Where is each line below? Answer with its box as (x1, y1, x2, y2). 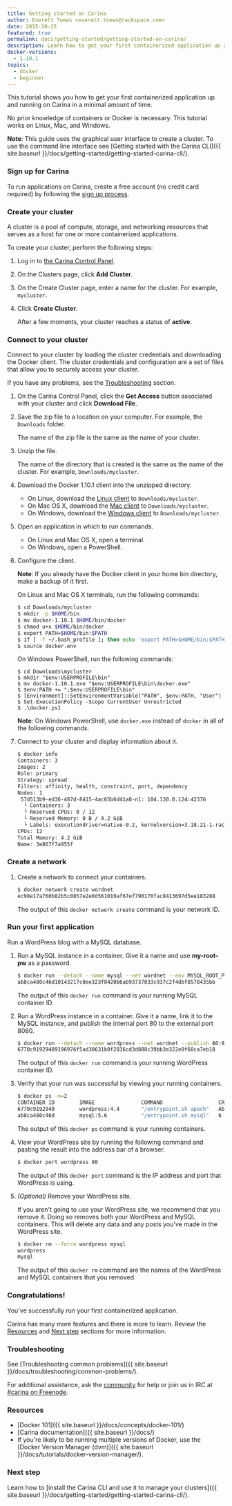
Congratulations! (7, 1290, 66, 1300)
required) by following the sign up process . (7, 189, 130, 198)
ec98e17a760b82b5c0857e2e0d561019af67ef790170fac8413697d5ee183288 (17, 893, 215, 899)
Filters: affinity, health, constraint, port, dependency (17, 783, 188, 790)
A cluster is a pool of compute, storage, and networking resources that (7, 222, 209, 231)
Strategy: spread (17, 776, 68, 783)
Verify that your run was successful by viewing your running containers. (17, 1079, 222, 1088)
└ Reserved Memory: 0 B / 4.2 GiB (23, 815, 123, 822)
